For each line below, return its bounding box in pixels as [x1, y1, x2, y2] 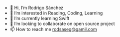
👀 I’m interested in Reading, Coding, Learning [9, 10, 103, 16]
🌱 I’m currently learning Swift [9, 15, 70, 21]
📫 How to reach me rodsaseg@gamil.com [9, 26, 97, 32]
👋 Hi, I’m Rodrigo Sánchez [9, 5, 64, 10]
